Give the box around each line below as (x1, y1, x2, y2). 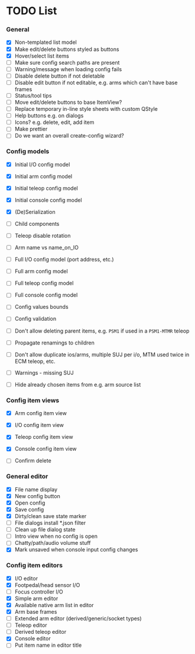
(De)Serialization (14, 208, 56, 215)
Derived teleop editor (14, 629, 67, 636)
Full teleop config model (14, 280, 74, 287)
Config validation (14, 315, 57, 323)
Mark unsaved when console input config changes (14, 546, 138, 553)
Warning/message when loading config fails (14, 65, 122, 72)
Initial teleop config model (14, 184, 78, 192)
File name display (14, 486, 58, 493)
